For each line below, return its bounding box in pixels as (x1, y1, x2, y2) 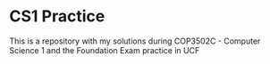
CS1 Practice (9, 6, 105, 27)
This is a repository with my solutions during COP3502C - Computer (9, 36, 261, 46)
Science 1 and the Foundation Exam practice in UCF (9, 44, 200, 55)
